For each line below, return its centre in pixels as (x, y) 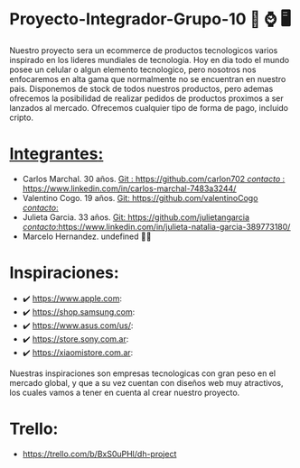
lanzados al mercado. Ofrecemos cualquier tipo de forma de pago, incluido (149, 107)
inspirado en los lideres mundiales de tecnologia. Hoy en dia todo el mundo (150, 60)
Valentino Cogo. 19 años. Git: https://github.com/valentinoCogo (140, 197)
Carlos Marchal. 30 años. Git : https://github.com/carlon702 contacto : (154, 179)
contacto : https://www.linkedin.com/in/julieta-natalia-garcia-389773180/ (156, 226)
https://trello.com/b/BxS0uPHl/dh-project (99, 454)
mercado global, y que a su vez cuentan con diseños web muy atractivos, (146, 382)
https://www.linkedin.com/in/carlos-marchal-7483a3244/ (129, 188)
